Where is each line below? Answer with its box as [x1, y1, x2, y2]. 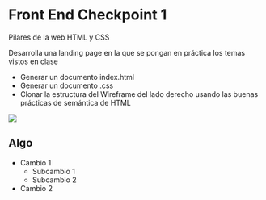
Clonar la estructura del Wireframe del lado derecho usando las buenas [19, 89, 259, 98]
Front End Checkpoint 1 [8, 6, 167, 24]
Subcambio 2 [32, 175, 77, 185]
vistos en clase [8, 56, 58, 66]
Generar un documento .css [19, 81, 114, 90]
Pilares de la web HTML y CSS [8, 32, 110, 42]
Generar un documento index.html [19, 72, 135, 81]
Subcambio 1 [32, 166, 75, 176]
